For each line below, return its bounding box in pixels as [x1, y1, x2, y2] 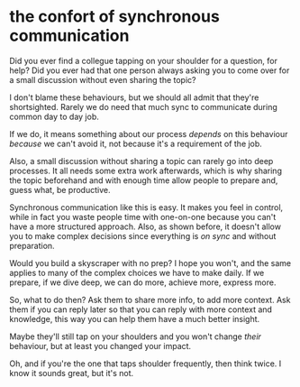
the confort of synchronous [9, 6, 221, 27]
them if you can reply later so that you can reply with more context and [9, 304, 273, 315]
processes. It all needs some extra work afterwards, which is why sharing [9, 165, 282, 176]
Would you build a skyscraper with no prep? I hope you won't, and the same [9, 257, 292, 268]
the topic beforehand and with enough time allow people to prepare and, [9, 174, 278, 186]
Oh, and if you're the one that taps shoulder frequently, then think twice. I [9, 358, 282, 369]
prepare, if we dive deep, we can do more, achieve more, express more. [9, 277, 277, 288]
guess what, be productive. [9, 184, 111, 195]
